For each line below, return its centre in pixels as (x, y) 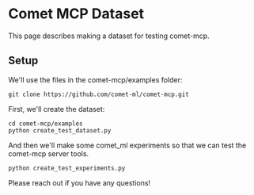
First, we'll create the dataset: (57, 109)
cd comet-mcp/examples (45, 124)
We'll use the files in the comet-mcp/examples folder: (95, 79)
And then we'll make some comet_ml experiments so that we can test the (127, 145)
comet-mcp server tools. (49, 153)
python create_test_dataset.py (60, 130)
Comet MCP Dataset (76, 14)
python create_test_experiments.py (67, 168)
